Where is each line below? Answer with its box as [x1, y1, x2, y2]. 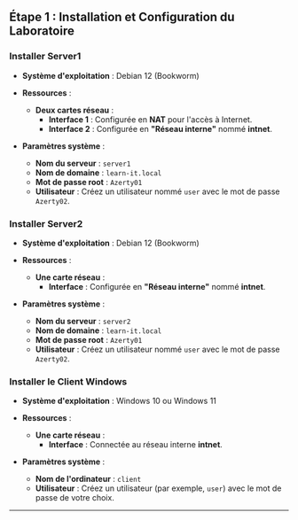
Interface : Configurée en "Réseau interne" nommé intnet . [48, 281, 266, 291]
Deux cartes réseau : [35, 105, 114, 115]
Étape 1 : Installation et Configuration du [9, 10, 235, 25]
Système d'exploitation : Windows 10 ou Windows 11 [21, 396, 217, 407]
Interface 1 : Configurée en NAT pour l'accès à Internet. [48, 113, 253, 125]
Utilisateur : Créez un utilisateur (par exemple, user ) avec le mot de [35, 483, 282, 493]
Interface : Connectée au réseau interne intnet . [48, 439, 223, 450]
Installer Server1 [9, 50, 82, 63]
